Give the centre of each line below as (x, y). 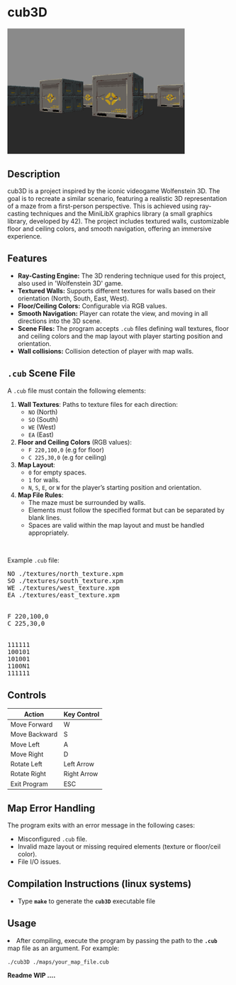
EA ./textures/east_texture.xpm (63, 595)
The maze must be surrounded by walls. (87, 502)
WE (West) (42, 427)
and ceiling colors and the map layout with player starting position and (120, 336)
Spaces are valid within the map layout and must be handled (116, 525)
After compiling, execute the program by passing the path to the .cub (117, 940)
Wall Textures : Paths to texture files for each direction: (98, 404)
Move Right (27, 754)
